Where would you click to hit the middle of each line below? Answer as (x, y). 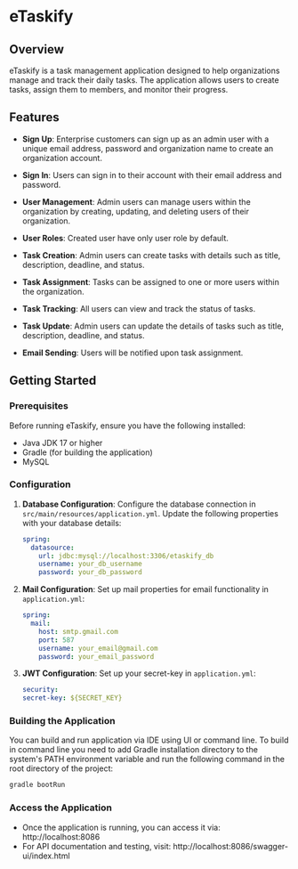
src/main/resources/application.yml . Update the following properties (150, 513)
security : (40, 690)
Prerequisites (39, 406)
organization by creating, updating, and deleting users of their (136, 211)
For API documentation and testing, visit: (97, 846)
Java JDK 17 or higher (62, 443)
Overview (37, 49)
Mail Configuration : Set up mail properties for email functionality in (145, 589)
